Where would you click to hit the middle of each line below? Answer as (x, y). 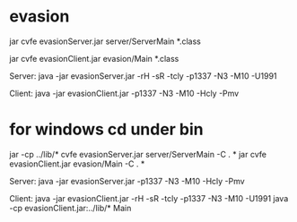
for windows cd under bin (106, 129)
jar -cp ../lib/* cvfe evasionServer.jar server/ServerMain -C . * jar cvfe (138, 154)
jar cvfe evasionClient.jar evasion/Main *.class (94, 58)
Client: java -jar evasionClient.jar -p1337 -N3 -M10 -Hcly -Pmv (124, 93)
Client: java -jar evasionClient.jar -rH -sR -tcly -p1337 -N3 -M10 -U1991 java (149, 198)
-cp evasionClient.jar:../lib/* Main (70, 208)
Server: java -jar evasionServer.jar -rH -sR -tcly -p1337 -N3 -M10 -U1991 (143, 76)
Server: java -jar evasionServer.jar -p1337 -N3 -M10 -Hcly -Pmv (127, 181)
